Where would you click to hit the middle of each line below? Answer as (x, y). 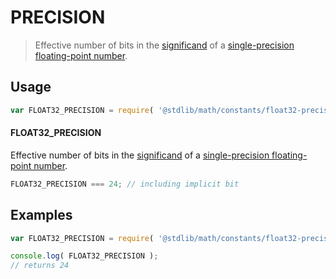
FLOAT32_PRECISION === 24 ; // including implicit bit (125, 184)
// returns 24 (40, 266)
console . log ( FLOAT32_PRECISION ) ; (84, 256)
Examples (41, 215)
